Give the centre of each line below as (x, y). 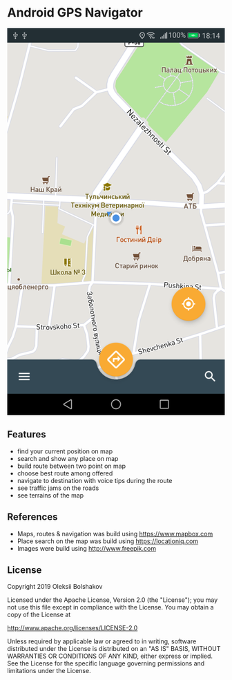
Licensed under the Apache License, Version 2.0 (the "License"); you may (113, 600)
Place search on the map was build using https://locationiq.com (108, 541)
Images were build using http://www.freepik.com (87, 548)
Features (27, 434)
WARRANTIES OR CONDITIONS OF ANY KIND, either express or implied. (110, 656)
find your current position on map (65, 451)
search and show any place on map (68, 458)
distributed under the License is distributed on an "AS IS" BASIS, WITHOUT (114, 649)
